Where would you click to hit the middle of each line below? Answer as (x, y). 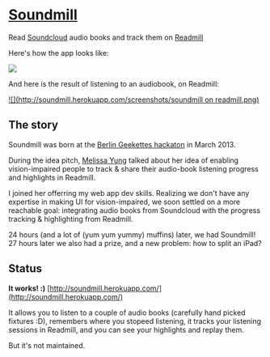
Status (25, 269)
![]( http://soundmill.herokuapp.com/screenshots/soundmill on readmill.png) (134, 100)
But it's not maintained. (47, 345)
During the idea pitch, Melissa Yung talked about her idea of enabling (124, 160)
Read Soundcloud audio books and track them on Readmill (106, 37)
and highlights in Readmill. (52, 177)
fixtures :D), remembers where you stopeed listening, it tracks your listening (135, 321)
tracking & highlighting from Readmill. (71, 219)
